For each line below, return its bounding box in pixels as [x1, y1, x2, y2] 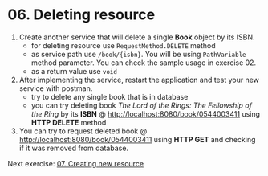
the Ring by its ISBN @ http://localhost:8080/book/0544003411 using [30, 108, 261, 118]
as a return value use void [30, 66, 118, 76]
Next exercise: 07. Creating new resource [7, 158, 144, 168]
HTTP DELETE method [30, 117, 107, 127]
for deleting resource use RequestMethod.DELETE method [30, 40, 216, 50]
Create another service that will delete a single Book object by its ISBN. [18, 32, 255, 42]
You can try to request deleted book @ [18, 126, 148, 136]
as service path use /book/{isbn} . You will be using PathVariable [30, 49, 246, 59]
